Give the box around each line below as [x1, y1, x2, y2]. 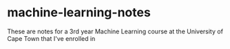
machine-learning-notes [7, 5, 151, 20]
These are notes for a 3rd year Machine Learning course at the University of [7, 27, 224, 35]
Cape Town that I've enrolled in [7, 34, 96, 42]
